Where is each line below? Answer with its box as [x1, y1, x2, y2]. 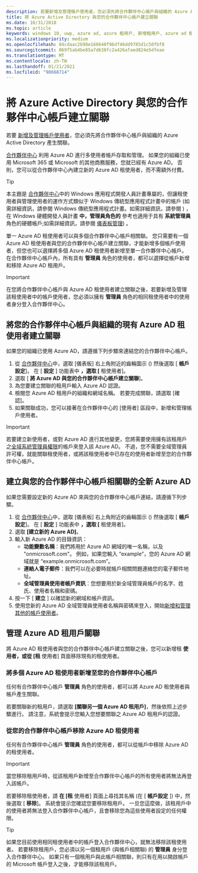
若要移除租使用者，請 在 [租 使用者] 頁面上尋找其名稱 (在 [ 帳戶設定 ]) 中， [6, 792, 186, 800]
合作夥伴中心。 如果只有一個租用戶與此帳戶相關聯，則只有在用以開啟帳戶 [11, 854, 189, 861]
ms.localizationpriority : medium [6, 36, 88, 42]
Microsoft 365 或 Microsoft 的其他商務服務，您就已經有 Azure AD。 [12, 159, 176, 166]
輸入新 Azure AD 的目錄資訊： [14, 535, 88, 542]
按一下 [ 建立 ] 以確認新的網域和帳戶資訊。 [14, 594, 118, 601]
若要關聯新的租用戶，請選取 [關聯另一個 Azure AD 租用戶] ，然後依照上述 [6, 703, 183, 710]
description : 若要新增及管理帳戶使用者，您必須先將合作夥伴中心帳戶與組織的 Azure [6, 8, 188, 15]
